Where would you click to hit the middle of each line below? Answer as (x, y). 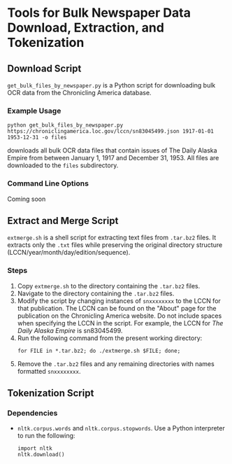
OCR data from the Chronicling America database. (79, 93)
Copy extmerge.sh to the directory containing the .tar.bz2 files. (109, 286)
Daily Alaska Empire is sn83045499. (70, 330)
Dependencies (32, 413)
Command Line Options (48, 183)
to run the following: (46, 436)
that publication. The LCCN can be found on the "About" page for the (117, 308)
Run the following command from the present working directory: (110, 338)
